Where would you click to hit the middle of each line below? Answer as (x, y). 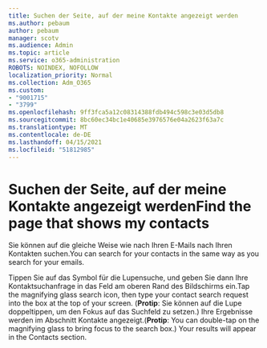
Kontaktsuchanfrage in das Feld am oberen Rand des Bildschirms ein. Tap (129, 286)
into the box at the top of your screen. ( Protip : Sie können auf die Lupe (125, 303)
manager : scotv (34, 38)
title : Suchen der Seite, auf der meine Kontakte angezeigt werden (123, 16)
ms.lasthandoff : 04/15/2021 (55, 142)
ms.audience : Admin (41, 46)
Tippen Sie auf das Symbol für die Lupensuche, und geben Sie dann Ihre (128, 278)
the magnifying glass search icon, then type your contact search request (128, 295)
